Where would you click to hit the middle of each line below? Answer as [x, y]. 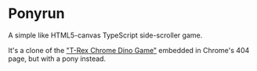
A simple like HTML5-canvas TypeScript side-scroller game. [105, 35]
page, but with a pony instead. [57, 59]
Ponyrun [36, 14]
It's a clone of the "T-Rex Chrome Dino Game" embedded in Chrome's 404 [129, 50]
